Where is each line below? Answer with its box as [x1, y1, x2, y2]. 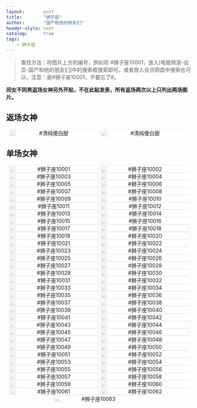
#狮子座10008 [128, 187, 163, 195]
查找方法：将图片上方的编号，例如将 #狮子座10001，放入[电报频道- [20, 59, 185, 66]
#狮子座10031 [37, 276, 70, 283]
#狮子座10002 [128, 165, 163, 173]
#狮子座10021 [37, 240, 70, 247]
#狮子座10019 [37, 232, 70, 239]
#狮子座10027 [37, 262, 71, 269]
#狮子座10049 [36, 343, 71, 350]
